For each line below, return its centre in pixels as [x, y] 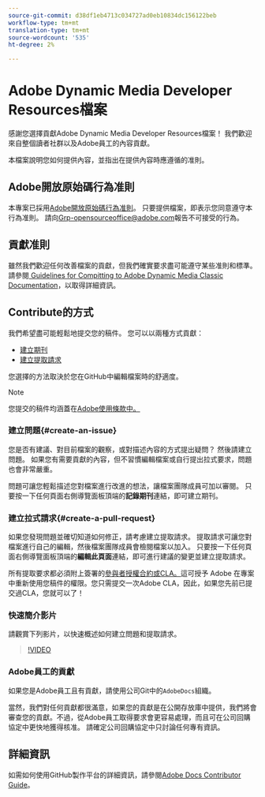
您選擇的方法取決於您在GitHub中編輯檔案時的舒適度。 [95, 376]
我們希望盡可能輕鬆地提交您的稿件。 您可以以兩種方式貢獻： [106, 333]
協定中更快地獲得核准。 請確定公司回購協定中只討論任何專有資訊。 [116, 727]
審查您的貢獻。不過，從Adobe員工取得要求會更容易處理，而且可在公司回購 [129, 717]
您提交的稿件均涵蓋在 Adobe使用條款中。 [74, 408]
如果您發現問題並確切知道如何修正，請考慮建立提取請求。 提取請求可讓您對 [130, 537]
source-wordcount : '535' [49, 37]
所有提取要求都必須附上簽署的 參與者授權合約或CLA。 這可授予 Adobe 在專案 [131, 574]
